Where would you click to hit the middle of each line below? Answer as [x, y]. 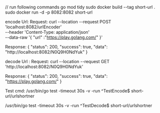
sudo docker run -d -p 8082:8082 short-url [49, 12]
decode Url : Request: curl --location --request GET [57, 61]
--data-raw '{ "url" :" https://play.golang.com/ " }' [54, 37]
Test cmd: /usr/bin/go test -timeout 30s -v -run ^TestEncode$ [67, 91]
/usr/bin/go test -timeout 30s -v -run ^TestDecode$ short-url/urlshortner [79, 105]
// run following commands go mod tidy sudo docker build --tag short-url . [80, 7]
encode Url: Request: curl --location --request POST [58, 22]
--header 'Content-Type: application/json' [47, 32]
